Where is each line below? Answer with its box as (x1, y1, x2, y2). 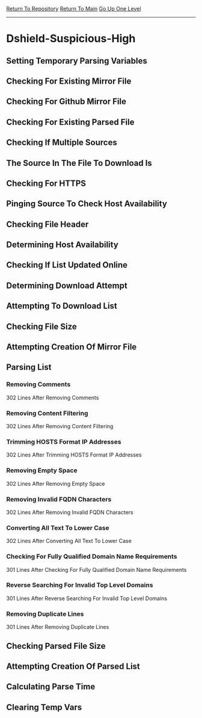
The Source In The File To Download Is (6, 158, 152, 168)
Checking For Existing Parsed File (6, 117, 135, 127)
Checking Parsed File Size (6, 640, 106, 651)
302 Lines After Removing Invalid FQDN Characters (6, 508, 133, 516)
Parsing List (6, 362, 52, 372)
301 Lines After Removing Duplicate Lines (6, 624, 109, 631)
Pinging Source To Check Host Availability (6, 198, 167, 209)
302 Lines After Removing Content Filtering (6, 423, 114, 430)
